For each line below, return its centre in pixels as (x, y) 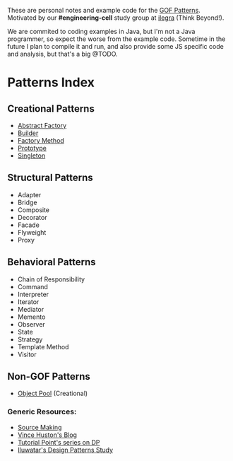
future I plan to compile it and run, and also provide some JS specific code (115, 46)
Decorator (32, 217)
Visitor (27, 354)
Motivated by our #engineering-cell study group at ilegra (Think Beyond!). (116, 18)
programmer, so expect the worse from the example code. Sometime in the (116, 39)
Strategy (30, 339)
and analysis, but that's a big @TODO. (62, 54)
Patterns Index (51, 82)
